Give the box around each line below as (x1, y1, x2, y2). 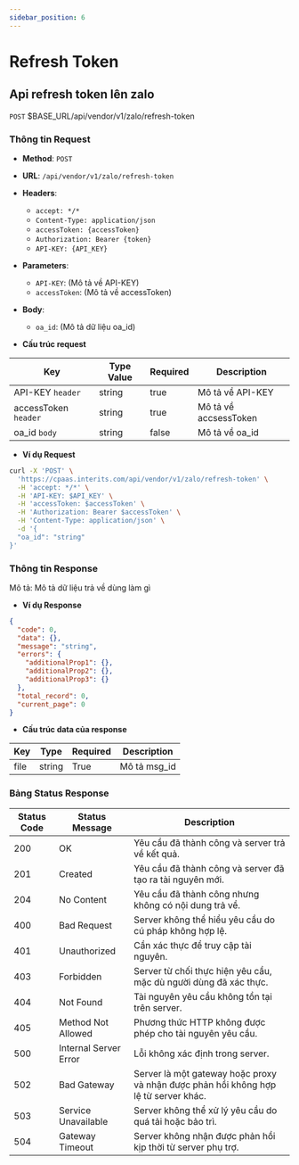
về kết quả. (133, 847, 180, 860)
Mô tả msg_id (119, 760, 176, 773)
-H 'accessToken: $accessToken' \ (17, 500, 145, 508)
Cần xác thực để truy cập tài (133, 938, 252, 951)
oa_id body (13, 426, 58, 438)
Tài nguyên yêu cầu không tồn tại (133, 990, 273, 1003)
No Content (59, 893, 108, 905)
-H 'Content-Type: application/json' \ (17, 516, 166, 525)
